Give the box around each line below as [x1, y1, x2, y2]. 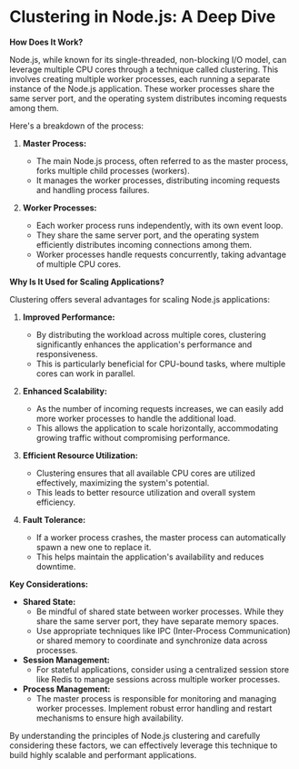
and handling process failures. [35, 184, 150, 195]
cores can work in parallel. [35, 367, 136, 379]
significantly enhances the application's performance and [35, 339, 253, 350]
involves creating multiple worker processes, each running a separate [9, 73, 271, 84]
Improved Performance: [22, 312, 115, 323]
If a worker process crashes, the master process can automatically [35, 531, 286, 543]
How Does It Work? [9, 36, 84, 47]
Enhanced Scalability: [22, 385, 107, 396]
